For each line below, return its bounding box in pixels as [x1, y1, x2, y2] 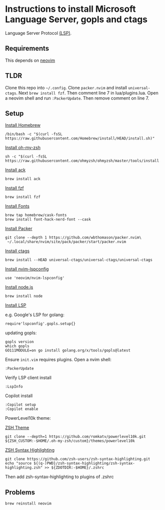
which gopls [5, 344, 29, 349]
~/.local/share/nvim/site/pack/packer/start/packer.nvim [7, 240, 126, 244]
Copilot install [5, 393, 33, 399]
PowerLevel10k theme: [5, 415, 51, 421]
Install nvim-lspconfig [5, 266, 49, 272]
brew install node [5, 294, 43, 299]
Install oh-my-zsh [5, 145, 41, 151]
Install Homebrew [5, 122, 41, 128]
